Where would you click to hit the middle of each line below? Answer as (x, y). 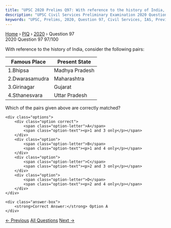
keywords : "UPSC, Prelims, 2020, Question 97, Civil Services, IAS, (79, 19)
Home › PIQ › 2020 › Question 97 (40, 34)
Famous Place (28, 62)
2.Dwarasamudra (28, 79)
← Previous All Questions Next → (40, 220)
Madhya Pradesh (74, 70)
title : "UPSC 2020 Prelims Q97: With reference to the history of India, (85, 10)
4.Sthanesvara (25, 95)
